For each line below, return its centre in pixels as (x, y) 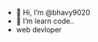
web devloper (39, 29)
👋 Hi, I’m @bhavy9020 (53, 13)
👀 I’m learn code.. (45, 21)
